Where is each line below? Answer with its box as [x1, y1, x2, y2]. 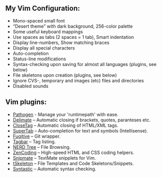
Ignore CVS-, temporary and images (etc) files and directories [12, 77, 144, 83]
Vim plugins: [5, 98, 47, 106]
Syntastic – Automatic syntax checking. [12, 166, 97, 172]
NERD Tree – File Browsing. [12, 144, 71, 150]
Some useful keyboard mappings [12, 28, 83, 35]
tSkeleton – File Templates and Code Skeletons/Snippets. [12, 160, 134, 166]
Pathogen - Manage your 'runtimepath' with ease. [12, 111, 119, 117]
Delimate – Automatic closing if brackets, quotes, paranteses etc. [12, 117, 151, 123]
